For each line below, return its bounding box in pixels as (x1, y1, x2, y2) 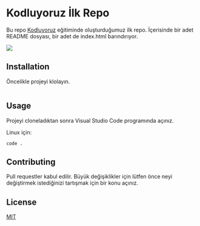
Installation (6, 61, 50, 72)
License (6, 197, 37, 207)
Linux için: (6, 128, 32, 136)
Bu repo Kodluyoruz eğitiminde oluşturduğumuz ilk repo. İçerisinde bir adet (6, 26, 194, 33)
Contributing (6, 157, 56, 167)
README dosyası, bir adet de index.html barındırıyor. (6, 32, 138, 39)
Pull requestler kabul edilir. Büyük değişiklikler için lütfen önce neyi (6, 173, 173, 180)
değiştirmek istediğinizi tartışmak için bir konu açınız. (6, 179, 138, 187)
